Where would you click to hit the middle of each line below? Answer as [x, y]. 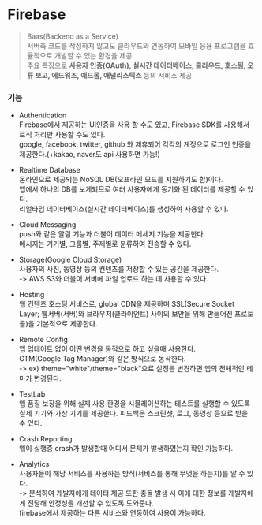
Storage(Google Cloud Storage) [70, 260]
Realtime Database [49, 170]
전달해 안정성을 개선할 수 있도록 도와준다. [91, 503]
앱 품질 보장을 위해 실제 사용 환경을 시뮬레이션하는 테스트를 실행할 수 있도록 [135, 404]
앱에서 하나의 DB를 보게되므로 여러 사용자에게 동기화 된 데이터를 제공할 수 [132, 189]
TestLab [32, 394]
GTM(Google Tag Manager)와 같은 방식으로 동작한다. [102, 359]
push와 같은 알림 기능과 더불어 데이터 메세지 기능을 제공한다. [112, 234]
